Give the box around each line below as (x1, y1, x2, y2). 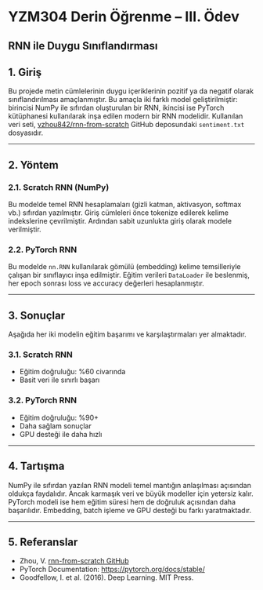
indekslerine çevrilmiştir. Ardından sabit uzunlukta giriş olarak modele (8, 217, 232, 226)
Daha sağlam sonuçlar (19, 421, 92, 431)
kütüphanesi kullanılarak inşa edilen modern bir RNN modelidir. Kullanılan (8, 111, 243, 121)
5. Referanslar (8, 535, 78, 548)
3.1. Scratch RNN (8, 349, 73, 360)
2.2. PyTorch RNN (8, 244, 77, 255)
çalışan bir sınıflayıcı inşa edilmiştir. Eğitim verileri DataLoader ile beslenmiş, (8, 271, 250, 280)
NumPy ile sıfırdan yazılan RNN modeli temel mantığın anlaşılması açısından (8, 480, 252, 490)
